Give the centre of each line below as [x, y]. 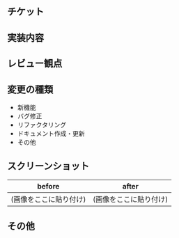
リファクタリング [42, 125]
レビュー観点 [35, 64]
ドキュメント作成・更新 [51, 133]
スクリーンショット [48, 166]
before [48, 186]
